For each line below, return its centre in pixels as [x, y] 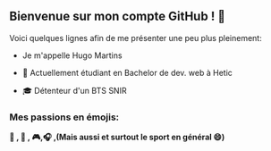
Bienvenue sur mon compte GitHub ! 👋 [118, 17]
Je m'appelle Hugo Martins [72, 55]
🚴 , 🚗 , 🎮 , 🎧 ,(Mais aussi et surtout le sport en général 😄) [117, 137]
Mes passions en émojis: [64, 117]
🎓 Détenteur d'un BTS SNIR [74, 90]
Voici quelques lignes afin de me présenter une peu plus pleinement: [135, 38]
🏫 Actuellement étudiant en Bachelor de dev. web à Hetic [127, 72]
